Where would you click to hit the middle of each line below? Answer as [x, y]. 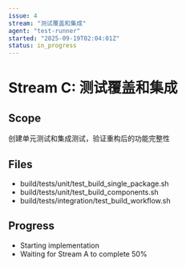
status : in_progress [43, 46]
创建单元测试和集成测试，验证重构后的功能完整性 [89, 138]
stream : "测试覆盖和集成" [47, 23]
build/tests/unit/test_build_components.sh [89, 192]
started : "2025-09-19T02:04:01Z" [64, 38]
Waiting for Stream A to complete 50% [83, 253]
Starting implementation [60, 245]
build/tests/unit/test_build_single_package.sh [95, 183]
